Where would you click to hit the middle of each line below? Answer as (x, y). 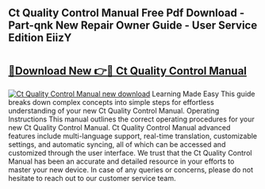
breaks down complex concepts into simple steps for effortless (111, 102)
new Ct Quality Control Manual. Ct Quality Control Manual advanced (119, 127)
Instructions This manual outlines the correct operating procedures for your (132, 119)
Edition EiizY (40, 38)
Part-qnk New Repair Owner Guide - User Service (133, 26)
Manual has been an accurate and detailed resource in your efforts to (121, 161)
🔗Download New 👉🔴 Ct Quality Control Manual (128, 71)
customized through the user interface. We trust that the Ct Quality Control (130, 153)
